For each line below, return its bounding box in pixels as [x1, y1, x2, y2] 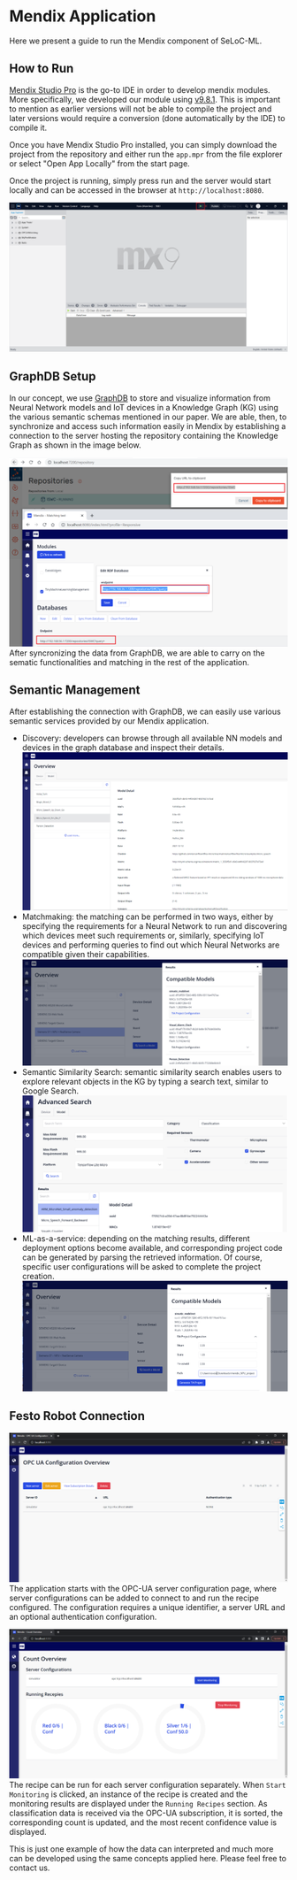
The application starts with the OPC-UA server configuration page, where [9, 1583, 277, 1593]
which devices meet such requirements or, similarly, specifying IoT [21, 931, 265, 941]
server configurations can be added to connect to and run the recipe [9, 1592, 259, 1603]
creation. [21, 1270, 55, 1281]
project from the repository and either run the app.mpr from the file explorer [9, 149, 283, 159]
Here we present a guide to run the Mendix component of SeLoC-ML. [9, 35, 263, 46]
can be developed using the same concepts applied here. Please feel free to [9, 1853, 287, 1864]
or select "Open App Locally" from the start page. [9, 157, 190, 169]
